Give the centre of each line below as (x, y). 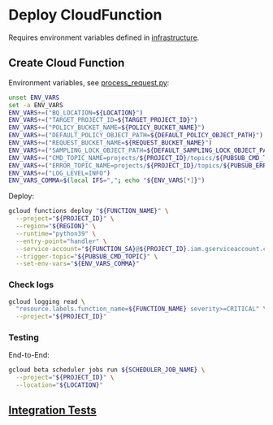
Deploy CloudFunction (85, 15)
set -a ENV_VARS (36, 105)
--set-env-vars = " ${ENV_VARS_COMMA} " (78, 264)
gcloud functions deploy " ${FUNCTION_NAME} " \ (89, 211)
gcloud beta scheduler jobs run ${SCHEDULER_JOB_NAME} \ (107, 370)
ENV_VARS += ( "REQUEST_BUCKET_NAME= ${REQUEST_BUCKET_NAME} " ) (110, 143)
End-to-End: (29, 355)
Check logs (31, 284)
